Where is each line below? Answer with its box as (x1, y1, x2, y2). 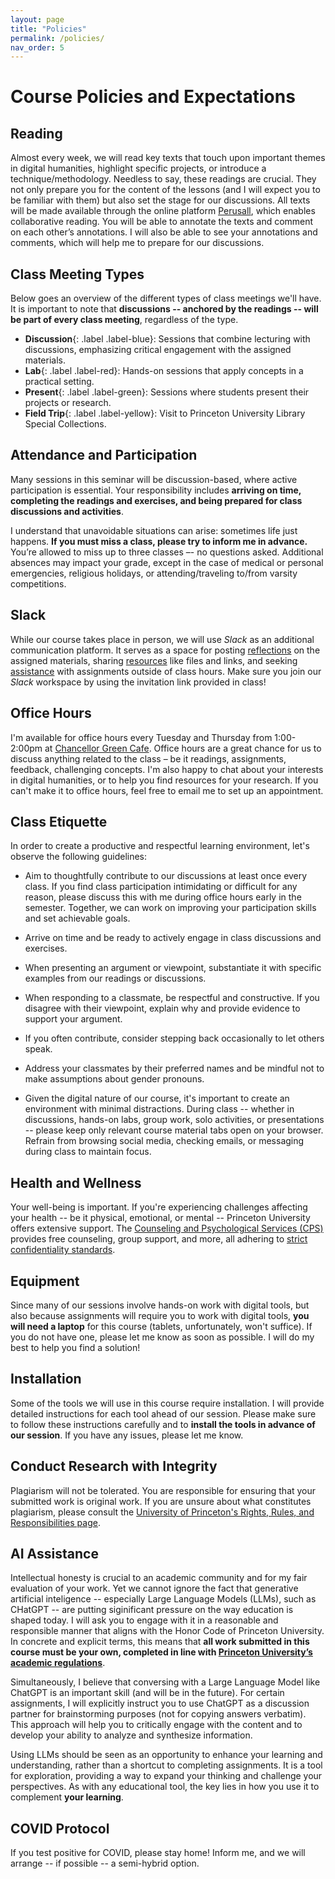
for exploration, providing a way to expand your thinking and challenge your (10, 1770, 323, 1782)
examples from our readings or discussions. (24, 972, 207, 985)
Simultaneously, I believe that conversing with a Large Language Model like (10, 1676, 321, 1688)
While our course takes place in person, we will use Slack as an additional (10, 633, 315, 645)
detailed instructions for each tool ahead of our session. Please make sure (10, 1407, 317, 1420)
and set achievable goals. (24, 912, 131, 925)
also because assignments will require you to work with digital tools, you (10, 1309, 310, 1321)
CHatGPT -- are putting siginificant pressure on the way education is (10, 1604, 294, 1616)
